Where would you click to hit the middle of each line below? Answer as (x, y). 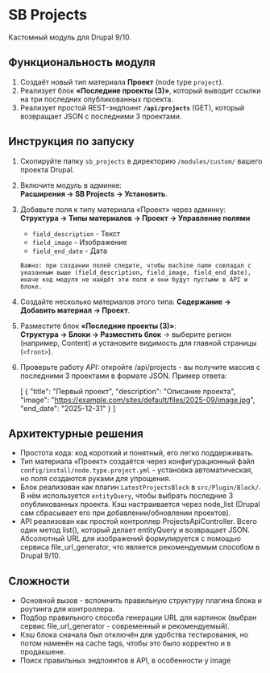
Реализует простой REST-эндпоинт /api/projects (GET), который (132, 107)
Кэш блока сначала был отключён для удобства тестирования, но (134, 635)
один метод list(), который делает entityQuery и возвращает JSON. (135, 530)
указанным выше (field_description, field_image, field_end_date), (135, 272)
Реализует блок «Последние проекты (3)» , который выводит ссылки (140, 90)
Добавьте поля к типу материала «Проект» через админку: (123, 209)
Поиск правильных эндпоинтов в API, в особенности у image (125, 661)
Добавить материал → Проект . (75, 310)
